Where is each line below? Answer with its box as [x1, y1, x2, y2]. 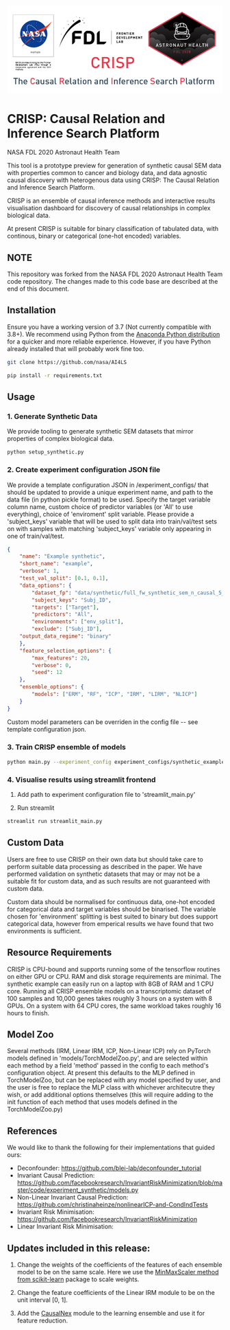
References [7, 1125, 57, 1137]
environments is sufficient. [7, 927, 82, 935]
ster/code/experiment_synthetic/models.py [16, 1186, 139, 1194]
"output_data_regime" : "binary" [19, 633, 112, 640]
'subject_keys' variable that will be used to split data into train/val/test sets [7, 517, 218, 526]
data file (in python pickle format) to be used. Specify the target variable [7, 495, 211, 504]
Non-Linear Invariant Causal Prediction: [16, 1193, 129, 1202]
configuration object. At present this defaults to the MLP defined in [7, 1069, 195, 1077]
